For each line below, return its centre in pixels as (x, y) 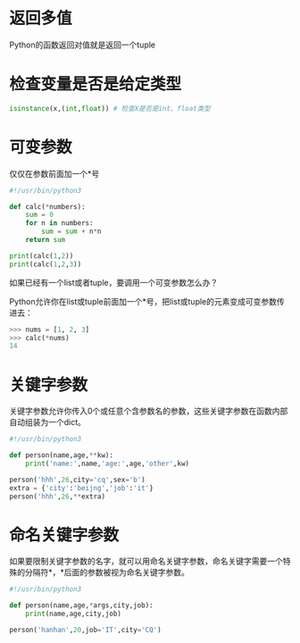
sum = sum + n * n (71, 232)
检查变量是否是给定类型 (96, 84)
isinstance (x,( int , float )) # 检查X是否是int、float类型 (110, 108)
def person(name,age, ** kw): (62, 455)
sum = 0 (39, 215)
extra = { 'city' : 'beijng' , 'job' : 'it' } (81, 488)
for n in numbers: (59, 223)
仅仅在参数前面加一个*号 (54, 173)
